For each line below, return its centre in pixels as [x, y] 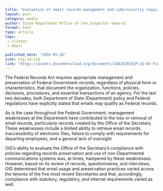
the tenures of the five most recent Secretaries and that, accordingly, [74, 174]
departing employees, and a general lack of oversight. [59, 139]
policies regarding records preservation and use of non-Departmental [75, 153]
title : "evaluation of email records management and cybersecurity [75, 10]
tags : [10, 37]
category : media [21, 19]
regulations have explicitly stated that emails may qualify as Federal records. [81, 103]
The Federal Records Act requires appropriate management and [69, 77]
